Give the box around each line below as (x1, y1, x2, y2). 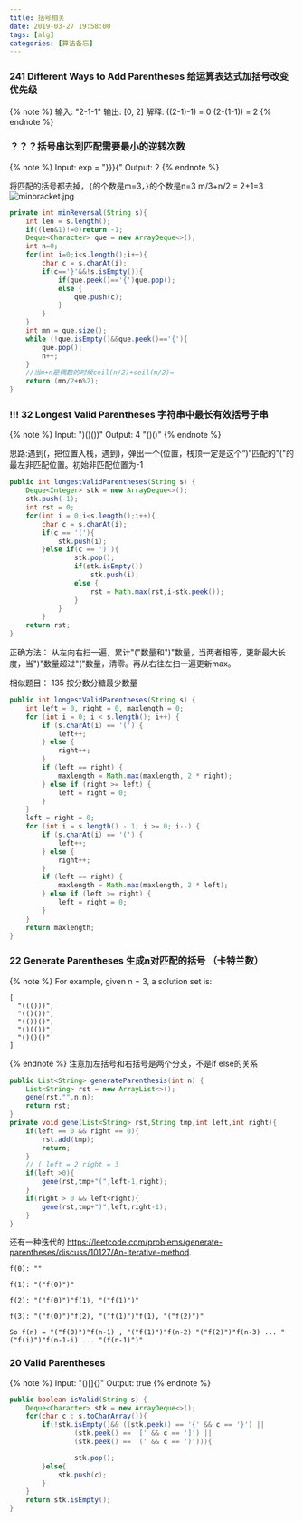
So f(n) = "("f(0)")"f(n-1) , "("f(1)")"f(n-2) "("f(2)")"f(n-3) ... (9, 1328, 278, 1337)
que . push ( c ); (73, 292, 124, 302)
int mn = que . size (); (25, 326, 107, 335)
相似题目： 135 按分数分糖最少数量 (9, 677, 138, 689)
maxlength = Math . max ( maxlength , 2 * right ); (57, 771, 232, 780)
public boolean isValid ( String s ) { (9, 1395, 147, 1404)
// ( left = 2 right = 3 (25, 1160, 119, 1169)
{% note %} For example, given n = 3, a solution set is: (9, 975, 213, 986)
